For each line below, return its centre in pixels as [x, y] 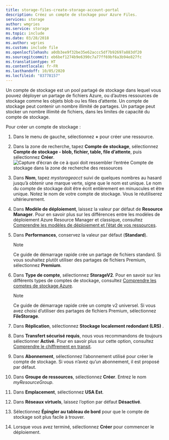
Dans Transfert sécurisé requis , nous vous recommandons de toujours [88, 336]
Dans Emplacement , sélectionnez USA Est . [58, 392]
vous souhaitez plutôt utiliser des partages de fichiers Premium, [79, 260]
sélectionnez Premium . [37, 265]
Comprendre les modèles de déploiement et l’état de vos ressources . [85, 225]
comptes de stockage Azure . [43, 286]
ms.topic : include [25, 33]
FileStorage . [26, 316]
